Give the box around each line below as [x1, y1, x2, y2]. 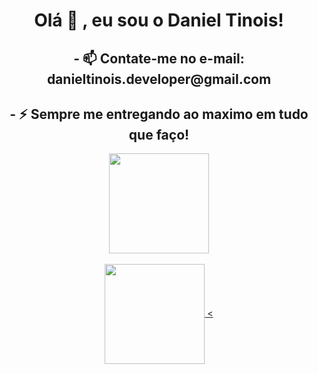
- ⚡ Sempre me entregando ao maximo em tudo [9, 105, 309, 123]
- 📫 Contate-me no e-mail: [73, 50, 245, 67]
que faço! [128, 126, 190, 143]
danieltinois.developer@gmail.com [46, 70, 272, 88]
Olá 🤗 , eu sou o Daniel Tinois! [34, 9, 284, 32]
